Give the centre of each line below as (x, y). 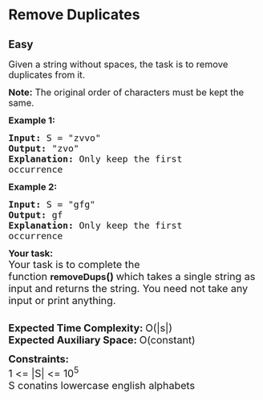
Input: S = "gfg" (52, 204)
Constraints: (39, 359)
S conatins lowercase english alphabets (101, 385)
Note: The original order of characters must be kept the (126, 92)
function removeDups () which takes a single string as (132, 277)
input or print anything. (62, 301)
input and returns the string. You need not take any (128, 289)
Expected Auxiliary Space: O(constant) (102, 340)
